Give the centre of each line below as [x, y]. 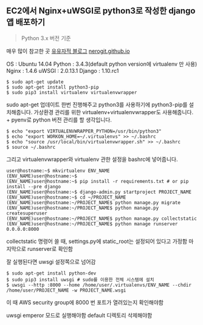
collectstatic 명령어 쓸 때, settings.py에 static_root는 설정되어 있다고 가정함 [97, 241]
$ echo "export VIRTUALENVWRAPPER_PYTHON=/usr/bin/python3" [84, 131]
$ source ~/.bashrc [31, 147]
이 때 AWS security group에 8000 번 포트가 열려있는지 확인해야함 [85, 302]
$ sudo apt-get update [35, 82]
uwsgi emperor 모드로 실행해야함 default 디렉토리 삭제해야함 [79, 315]
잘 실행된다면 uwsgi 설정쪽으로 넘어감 [51, 262]
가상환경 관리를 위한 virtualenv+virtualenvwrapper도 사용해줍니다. [114, 112]
